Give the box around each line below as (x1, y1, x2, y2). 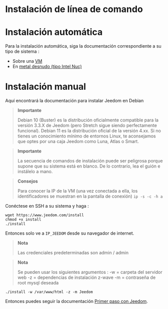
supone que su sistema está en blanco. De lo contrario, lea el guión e (17, 163, 160, 169)
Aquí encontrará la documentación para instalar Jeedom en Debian (5, 98, 144, 104)
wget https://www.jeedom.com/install (5, 213, 84, 218)
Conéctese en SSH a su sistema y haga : (5, 203, 89, 209)
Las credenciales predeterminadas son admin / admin (17, 250, 129, 256)
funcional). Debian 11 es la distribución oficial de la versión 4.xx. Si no (17, 128, 161, 134)
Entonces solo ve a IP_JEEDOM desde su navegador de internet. (5, 230, 134, 236)
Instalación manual (5, 81, 86, 92)
